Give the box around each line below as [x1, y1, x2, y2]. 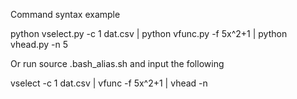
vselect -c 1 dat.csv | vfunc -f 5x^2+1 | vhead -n [10, 77, 208, 89]
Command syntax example [10, 9, 121, 20]
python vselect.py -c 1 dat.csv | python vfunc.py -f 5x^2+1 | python [10, 28, 288, 39]
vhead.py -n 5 [10, 39, 69, 50]
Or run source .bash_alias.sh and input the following [10, 58, 225, 69]
